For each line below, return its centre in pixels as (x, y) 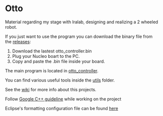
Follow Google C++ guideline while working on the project (63, 99)
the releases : (18, 41)
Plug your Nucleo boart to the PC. (46, 56)
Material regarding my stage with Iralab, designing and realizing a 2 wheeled (81, 22)
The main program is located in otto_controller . (52, 70)
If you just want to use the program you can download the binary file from (79, 36)
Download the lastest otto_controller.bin (52, 51)
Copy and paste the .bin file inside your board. (59, 61)
